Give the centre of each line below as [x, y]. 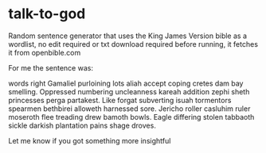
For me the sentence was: [51, 67]
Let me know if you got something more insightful [90, 140]
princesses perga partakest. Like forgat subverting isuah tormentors [120, 100]
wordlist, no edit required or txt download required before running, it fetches [133, 44]
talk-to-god [47, 14]
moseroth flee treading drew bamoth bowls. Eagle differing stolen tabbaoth [131, 117]
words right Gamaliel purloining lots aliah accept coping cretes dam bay [126, 83]
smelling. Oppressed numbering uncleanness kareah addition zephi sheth [129, 91]
